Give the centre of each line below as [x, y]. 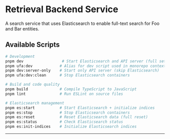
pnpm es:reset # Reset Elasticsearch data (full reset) [77, 117]
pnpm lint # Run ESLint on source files [64, 94]
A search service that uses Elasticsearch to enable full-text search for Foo [82, 23]
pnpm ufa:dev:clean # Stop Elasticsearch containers [68, 75]
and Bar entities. [22, 28]
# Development [20, 56]
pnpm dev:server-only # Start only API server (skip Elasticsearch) [82, 71]
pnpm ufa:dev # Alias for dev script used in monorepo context [86, 66]
